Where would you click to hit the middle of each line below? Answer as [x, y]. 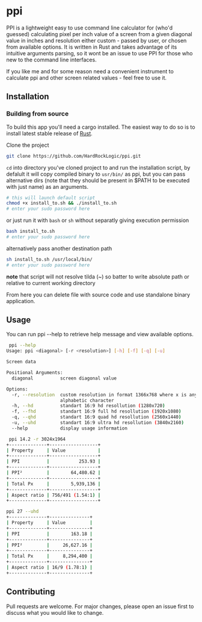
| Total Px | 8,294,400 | [50, 556]
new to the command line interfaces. [52, 60]
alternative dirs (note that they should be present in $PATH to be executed [98, 180]
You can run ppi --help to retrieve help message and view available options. [100, 334]
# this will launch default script [51, 198]
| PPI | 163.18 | [50, 534]
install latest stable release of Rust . [50, 133]
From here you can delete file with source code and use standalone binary [98, 294]
